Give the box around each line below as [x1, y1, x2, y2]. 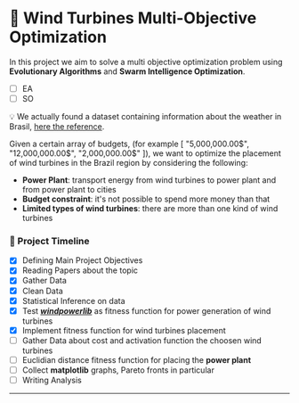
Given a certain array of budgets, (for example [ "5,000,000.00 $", [9, 138, 249, 150]
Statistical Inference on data [21, 295, 126, 306]
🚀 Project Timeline [9, 234, 90, 247]
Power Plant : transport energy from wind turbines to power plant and [21, 175, 277, 185]
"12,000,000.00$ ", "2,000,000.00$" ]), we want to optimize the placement [9, 148, 282, 159]
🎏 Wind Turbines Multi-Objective [9, 8, 257, 29]
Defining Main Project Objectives [21, 255, 143, 266]
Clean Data [21, 285, 64, 296]
